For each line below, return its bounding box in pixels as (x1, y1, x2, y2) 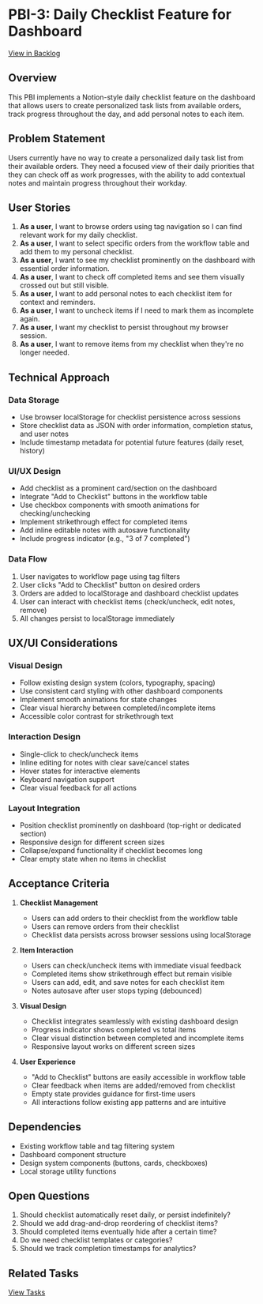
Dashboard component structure (19, 1149, 126, 1159)
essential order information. (19, 264, 110, 273)
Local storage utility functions (19, 1167, 117, 1176)
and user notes (19, 429, 70, 439)
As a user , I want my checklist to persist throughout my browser (19, 322, 229, 333)
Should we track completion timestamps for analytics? (19, 1244, 197, 1253)
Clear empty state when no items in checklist (19, 854, 167, 863)
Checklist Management (19, 898, 99, 908)
